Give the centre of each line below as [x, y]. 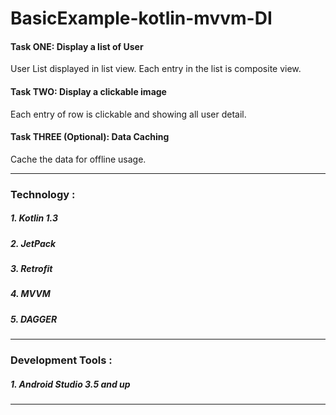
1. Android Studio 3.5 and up [70, 384]
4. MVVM [30, 294]
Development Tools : [61, 360]
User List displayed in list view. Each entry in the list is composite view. [156, 69]
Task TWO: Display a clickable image [88, 91]
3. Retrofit [31, 269]
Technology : [43, 194]
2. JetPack [33, 243]
